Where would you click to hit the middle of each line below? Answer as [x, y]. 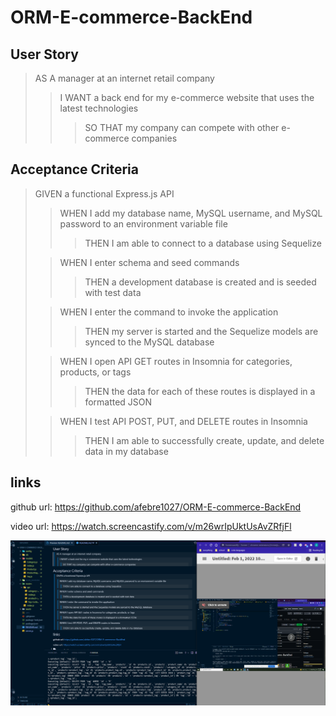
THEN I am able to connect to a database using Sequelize [203, 243]
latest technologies [99, 108]
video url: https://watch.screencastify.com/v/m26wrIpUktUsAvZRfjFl [151, 526]
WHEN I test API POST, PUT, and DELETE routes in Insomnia [183, 421]
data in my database [126, 451]
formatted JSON [118, 402]
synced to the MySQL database [149, 342]
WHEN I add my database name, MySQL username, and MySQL [191, 213]
